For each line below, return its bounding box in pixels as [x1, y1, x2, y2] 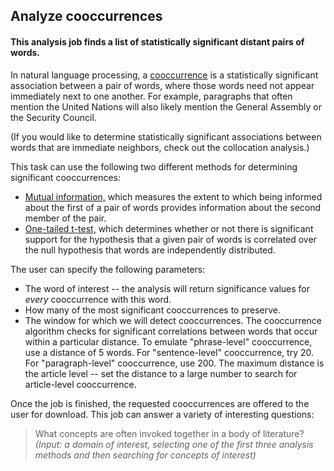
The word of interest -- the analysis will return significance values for [24, 282, 310, 294]
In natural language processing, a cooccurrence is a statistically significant [10, 69, 319, 81]
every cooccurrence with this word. [24, 293, 172, 305]
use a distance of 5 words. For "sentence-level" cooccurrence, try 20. [24, 346, 315, 358]
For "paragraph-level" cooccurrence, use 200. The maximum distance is [24, 357, 325, 369]
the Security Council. [10, 111, 97, 123]
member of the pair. [24, 212, 107, 224]
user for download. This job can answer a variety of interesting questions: [10, 408, 315, 420]
